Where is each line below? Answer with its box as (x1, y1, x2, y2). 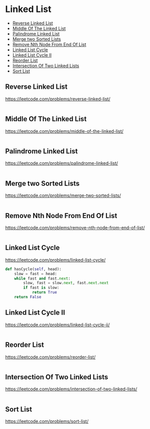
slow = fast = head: (14, 271, 57, 276)
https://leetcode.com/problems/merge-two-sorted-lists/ (5, 192, 121, 198)
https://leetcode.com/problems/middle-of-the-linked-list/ (5, 128, 124, 134)
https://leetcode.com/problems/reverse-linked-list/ (5, 96, 110, 102)
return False (14, 295, 42, 300)
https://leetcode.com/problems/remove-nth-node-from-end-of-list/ (5, 225, 145, 231)
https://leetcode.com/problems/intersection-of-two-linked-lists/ (5, 386, 137, 392)
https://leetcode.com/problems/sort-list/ (5, 418, 89, 424)
